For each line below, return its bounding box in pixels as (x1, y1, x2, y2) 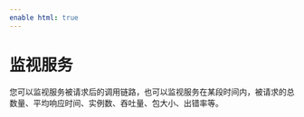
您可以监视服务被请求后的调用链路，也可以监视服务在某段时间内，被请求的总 (9, 86, 295, 97)
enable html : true (9, 13, 79, 22)
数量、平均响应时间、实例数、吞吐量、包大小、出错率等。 (9, 97, 223, 108)
